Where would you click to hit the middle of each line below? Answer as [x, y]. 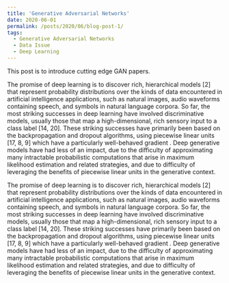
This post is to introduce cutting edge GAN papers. [79, 71]
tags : [15, 33]
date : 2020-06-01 [32, 20]
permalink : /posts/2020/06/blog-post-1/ [66, 26]
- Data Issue [32, 45]
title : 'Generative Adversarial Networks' [68, 13]
